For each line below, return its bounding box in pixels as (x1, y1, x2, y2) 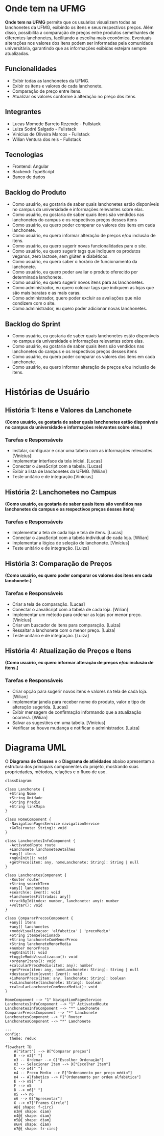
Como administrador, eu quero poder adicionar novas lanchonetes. (12, 305, 147, 312)
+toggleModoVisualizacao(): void (9, 954, 78, 959)
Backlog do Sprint (5, 320, 61, 328)
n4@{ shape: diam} (14, 1113, 51, 1118)
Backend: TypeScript (12, 169, 55, 175)
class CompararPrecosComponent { (5, 916, 73, 920)
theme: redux (9, 1036, 36, 1041)
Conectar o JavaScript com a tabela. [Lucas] (12, 463, 103, 469)
